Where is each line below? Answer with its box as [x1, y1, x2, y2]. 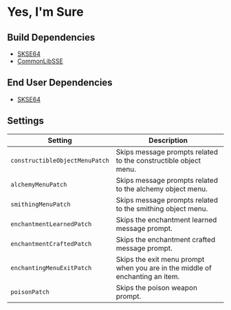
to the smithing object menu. [115, 203, 208, 213]
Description [148, 135, 188, 145]
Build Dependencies [7, 32, 96, 43]
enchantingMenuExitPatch [10, 264, 92, 272]
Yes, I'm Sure [7, 4, 84, 20]
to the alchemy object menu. [115, 184, 208, 193]
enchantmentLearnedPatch [10, 220, 92, 228]
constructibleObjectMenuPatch [10, 156, 110, 164]
